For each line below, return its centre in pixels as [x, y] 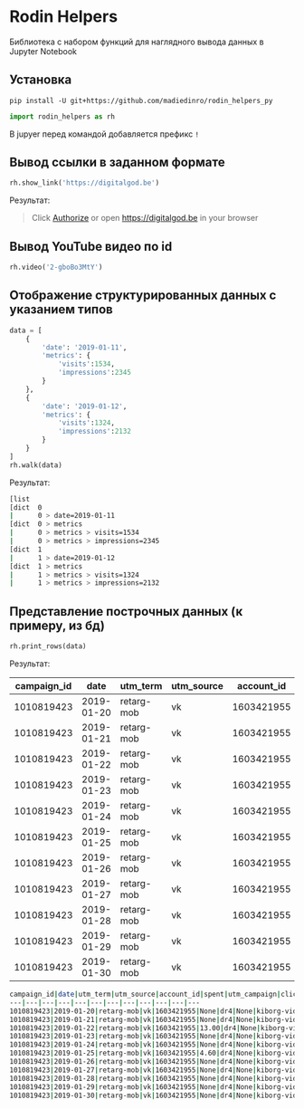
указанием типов [61, 310]
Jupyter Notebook [43, 51]
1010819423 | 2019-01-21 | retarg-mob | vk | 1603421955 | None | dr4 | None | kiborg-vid [153, 1019]
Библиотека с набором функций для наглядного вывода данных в [137, 42]
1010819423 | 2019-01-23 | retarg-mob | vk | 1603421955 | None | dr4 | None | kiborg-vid [153, 1037]
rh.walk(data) [36, 465]
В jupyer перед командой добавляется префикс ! [104, 134]
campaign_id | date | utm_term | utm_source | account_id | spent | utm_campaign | [145, 994]
